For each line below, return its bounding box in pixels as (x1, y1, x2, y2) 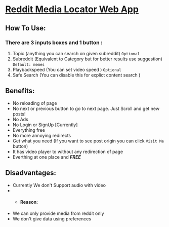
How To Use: (5, 24, 46, 32)
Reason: (20, 199, 38, 205)
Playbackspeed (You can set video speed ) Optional (12, 66, 121, 72)
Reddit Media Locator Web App (5, 4, 139, 15)
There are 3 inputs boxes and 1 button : (5, 39, 103, 46)
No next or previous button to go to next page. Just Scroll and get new (12, 105, 160, 111)
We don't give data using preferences (12, 215, 92, 221)
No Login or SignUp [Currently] (12, 122, 78, 128)
